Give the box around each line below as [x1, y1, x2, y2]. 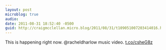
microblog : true [5, 12, 39, 17]
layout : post [5, 7, 32, 12]
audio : [5, 16, 19, 21]
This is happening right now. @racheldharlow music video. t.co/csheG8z [5, 39, 153, 45]
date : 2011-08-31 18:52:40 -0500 [5, 21, 74, 26]
